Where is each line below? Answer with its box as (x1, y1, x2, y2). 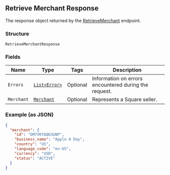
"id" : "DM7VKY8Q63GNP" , (14, 132, 65, 137)
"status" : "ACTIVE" (14, 156, 56, 161)
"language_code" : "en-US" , (14, 147, 71, 152)
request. (92, 88, 112, 95)
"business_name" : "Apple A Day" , (14, 137, 85, 142)
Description (113, 66, 142, 74)
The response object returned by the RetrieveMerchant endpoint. (5, 17, 141, 23)
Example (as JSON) (5, 111, 54, 118)
